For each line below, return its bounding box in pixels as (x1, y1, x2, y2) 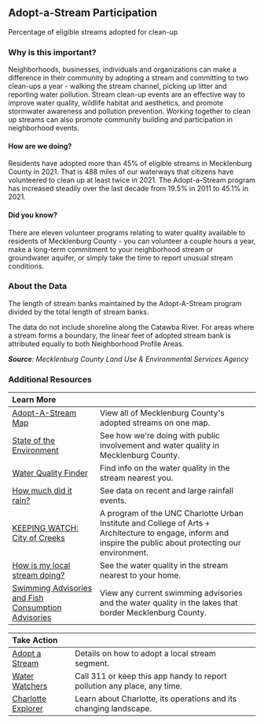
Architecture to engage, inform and (99, 527, 229, 538)
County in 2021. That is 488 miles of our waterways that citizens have (8, 167, 234, 176)
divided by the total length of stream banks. (8, 307, 149, 316)
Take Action (12, 635, 58, 646)
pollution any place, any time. (74, 681, 183, 692)
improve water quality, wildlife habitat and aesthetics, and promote (8, 98, 224, 108)
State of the (12, 435, 56, 446)
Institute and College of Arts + (99, 518, 211, 529)
